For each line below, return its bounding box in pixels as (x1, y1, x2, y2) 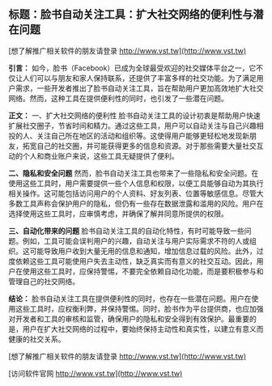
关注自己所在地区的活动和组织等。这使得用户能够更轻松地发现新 (36, 130, 249, 140)
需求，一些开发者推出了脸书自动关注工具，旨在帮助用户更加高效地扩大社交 (15, 83, 264, 93)
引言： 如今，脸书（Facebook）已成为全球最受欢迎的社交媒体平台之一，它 (8, 63, 257, 73)
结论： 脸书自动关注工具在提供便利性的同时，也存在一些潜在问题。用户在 (8, 294, 252, 303)
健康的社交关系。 (8, 334, 66, 344)
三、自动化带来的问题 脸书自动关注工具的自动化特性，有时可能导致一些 (8, 226, 244, 235)
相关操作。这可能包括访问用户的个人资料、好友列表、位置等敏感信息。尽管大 (8, 189, 264, 198)
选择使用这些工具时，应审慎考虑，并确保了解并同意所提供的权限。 (8, 209, 228, 218)
